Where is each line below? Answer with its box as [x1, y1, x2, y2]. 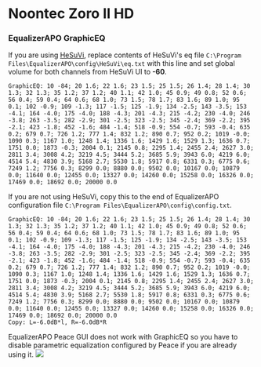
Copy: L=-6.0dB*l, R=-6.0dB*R [8, 318, 107, 326]
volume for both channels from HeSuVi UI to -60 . [8, 67, 167, 77]
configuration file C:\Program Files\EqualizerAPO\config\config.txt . [8, 201, 233, 210]
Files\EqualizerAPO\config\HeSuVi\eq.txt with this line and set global [8, 59, 235, 68]
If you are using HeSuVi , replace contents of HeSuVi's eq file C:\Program [8, 50, 241, 60]
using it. [8, 350, 34, 359]
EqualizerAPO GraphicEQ [8, 33, 106, 44]
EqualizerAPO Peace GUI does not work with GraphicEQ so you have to [8, 332, 238, 342]
